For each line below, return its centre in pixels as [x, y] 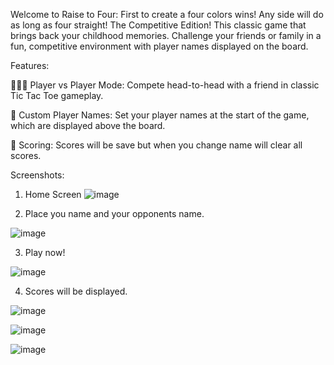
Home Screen [53, 194]
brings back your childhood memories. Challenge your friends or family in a [166, 35]
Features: [30, 65]
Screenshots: [37, 175]
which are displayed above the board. [88, 125]
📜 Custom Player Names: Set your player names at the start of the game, [160, 115]
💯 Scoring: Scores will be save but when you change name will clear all [156, 145]
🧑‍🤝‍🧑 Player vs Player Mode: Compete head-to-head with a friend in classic [165, 85]
